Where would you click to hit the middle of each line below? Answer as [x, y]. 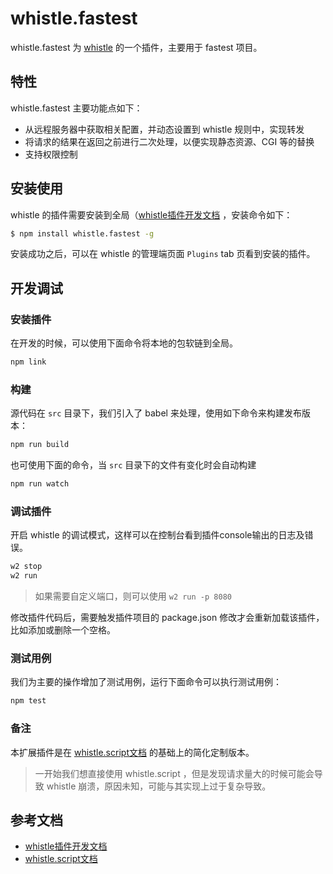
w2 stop [26, 567]
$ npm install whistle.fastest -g [82, 233]
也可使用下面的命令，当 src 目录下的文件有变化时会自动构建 [133, 465]
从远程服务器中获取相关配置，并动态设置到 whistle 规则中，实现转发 [164, 129]
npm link [28, 362]
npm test [28, 701]
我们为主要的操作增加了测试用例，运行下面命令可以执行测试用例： [146, 682]
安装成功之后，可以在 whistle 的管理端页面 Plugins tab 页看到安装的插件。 [163, 254]
